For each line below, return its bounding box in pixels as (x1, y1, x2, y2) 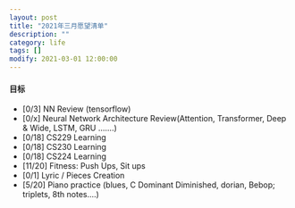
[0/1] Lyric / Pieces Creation (21, 171, 125, 181)
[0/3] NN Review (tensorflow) (21, 104, 131, 114)
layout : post (9, 12, 58, 22)
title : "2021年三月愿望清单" (9, 21, 109, 30)
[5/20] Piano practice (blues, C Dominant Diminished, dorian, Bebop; (21, 179, 275, 190)
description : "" (9, 29, 70, 38)
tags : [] (9, 46, 42, 55)
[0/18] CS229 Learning (21, 132, 107, 143)
